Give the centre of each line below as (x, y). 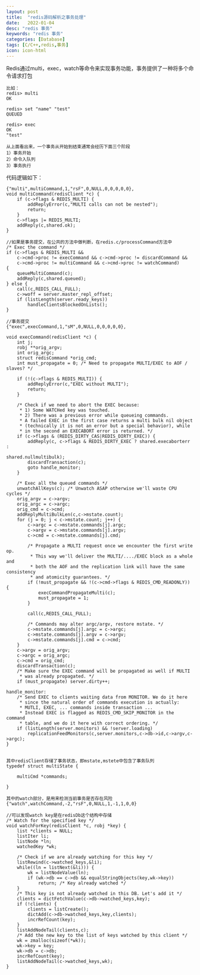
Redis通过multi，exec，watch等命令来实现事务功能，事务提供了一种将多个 (97, 68)
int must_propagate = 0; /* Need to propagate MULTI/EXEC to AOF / (102, 363)
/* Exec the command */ (36, 247)
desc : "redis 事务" (29, 28)
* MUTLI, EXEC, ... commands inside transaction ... (86, 707)
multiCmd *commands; (42, 776)
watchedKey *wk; (37, 846)
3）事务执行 (19, 165)
